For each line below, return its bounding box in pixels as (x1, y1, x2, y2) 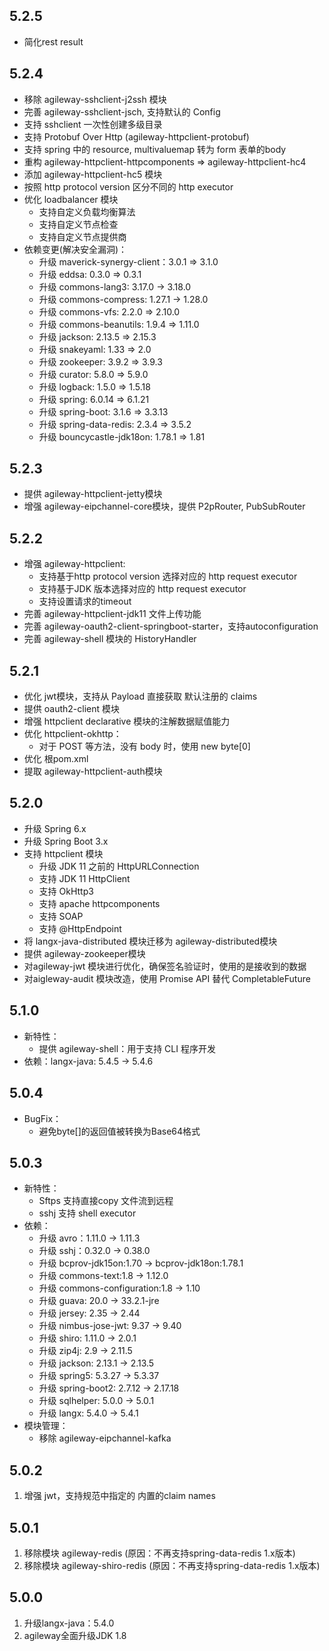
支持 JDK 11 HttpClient (38, 872, 131, 884)
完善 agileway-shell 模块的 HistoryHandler (23, 633, 197, 645)
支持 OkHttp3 (38, 885, 94, 897)
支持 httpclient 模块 (23, 847, 104, 859)
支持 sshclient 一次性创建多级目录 (23, 118, 163, 130)
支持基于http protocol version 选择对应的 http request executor (38, 570, 298, 583)
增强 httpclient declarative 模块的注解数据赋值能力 (23, 715, 231, 728)
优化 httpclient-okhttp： (23, 728, 122, 740)
